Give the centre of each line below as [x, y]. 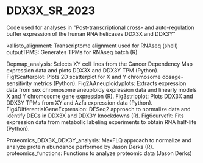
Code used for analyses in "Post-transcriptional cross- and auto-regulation [100, 27]
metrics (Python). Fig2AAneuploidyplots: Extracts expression [110, 83]
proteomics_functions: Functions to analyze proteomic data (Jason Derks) [99, 153]
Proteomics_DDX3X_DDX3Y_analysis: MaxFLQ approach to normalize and [99, 140]
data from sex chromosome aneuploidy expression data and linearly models [101, 89]
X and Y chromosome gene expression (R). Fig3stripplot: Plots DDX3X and [100, 96]
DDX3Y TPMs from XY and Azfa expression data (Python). [80, 102]
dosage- [173, 77]
